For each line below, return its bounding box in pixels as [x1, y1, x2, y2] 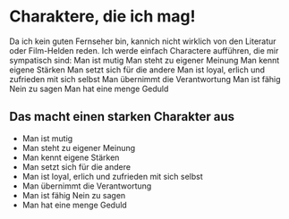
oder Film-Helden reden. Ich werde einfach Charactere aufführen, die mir [9, 45, 279, 55]
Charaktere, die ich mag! [9, 6, 196, 27]
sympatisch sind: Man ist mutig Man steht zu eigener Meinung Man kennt [9, 55, 280, 65]
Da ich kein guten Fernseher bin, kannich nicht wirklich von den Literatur [9, 36, 276, 46]
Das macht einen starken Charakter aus [9, 109, 235, 124]
